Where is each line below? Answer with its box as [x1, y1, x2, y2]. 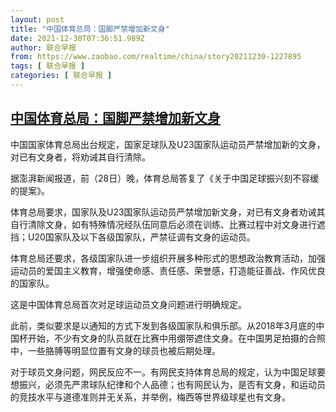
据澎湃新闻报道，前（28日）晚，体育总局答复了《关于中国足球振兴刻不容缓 [10, 172, 320, 184]
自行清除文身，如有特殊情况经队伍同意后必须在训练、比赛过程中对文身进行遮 [10, 218, 326, 230]
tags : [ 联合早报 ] [10, 61, 86, 71]
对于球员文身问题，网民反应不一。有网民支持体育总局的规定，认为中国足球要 [10, 366, 326, 378]
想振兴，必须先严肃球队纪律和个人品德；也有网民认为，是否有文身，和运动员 [10, 378, 326, 390]
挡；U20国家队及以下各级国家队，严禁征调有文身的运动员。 [10, 231, 256, 243]
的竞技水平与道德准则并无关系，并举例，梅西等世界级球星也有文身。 [10, 391, 291, 403]
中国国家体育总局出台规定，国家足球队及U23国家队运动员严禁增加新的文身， [10, 138, 326, 150]
